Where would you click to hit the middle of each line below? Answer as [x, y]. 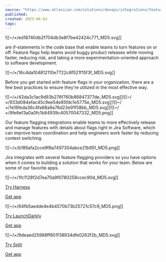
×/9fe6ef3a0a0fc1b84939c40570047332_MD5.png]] [59, 113]
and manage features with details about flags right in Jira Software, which [80, 128]
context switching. [24, 138]
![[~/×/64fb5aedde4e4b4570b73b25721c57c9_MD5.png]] [64, 207]
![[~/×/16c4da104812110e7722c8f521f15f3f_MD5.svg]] [60, 73]
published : [16, 14]
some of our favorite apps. [32, 168]
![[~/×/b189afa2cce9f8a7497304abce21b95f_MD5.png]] [62, 148]
